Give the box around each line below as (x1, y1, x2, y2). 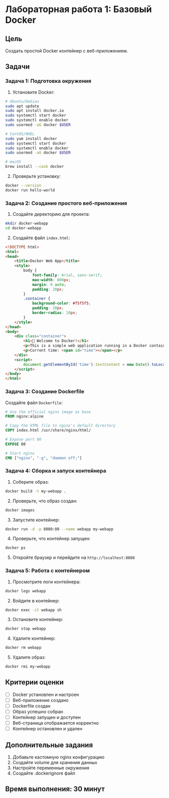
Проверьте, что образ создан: (12, 498, 77, 504)
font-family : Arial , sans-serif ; (32, 273, 102, 278)
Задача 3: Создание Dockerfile (5, 388, 84, 395)
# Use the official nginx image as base (5, 409, 92, 414)
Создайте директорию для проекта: (12, 211, 90, 217)
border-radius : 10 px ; (32, 310, 78, 315)
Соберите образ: (12, 479, 49, 485)
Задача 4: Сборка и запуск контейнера (5, 467, 107, 475)
